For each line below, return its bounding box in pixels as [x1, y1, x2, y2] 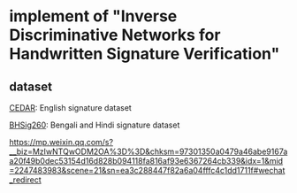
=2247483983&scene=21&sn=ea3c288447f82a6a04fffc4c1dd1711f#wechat [9, 166, 286, 175]
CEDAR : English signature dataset [9, 103, 133, 112]
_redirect [9, 174, 42, 185]
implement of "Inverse [9, 6, 178, 27]
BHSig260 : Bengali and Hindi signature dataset [9, 120, 180, 130]
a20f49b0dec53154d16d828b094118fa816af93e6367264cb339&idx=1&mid [9, 156, 284, 166]
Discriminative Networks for [9, 25, 221, 45]
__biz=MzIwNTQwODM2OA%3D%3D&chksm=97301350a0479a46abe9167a [9, 146, 288, 157]
